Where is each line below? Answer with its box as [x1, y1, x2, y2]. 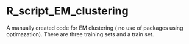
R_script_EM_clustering [6, 4, 129, 18]
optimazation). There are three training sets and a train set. [6, 30, 154, 37]
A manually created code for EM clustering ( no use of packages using [6, 24, 184, 31]
